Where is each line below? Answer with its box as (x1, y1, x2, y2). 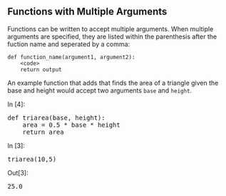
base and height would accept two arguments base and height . (7, 86, 192, 95)
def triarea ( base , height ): (7, 113, 106, 122)
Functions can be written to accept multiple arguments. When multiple (7, 24, 214, 33)
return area (22, 128, 64, 136)
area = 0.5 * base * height (22, 120, 120, 129)
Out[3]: (7, 168, 29, 177)
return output (20, 66, 62, 73)
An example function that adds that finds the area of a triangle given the (7, 78, 219, 87)
